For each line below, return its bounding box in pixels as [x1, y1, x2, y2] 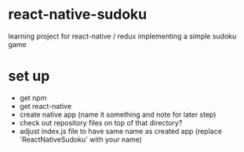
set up [8, 67, 50, 85]
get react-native [19, 101, 72, 110]
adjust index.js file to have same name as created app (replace [19, 126, 222, 136]
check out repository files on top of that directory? [19, 118, 183, 127]
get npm [19, 92, 47, 103]
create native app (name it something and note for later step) [19, 110, 217, 119]
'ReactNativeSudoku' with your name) [19, 135, 143, 144]
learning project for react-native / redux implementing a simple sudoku [8, 31, 237, 41]
